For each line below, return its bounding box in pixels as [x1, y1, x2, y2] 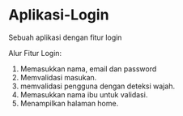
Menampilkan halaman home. [19, 98, 119, 108]
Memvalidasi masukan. [19, 72, 97, 82]
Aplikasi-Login [8, 6, 109, 24]
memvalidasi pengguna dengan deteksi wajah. [19, 81, 176, 91]
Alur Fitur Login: [8, 48, 62, 58]
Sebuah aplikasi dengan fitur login [8, 32, 122, 42]
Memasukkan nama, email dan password [19, 63, 157, 74]
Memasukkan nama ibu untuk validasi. [19, 89, 148, 99]
